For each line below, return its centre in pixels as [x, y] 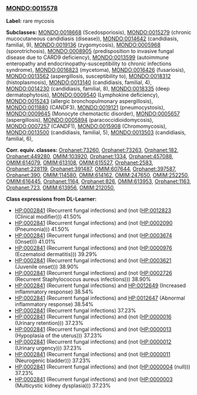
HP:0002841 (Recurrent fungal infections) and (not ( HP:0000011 [93, 354]
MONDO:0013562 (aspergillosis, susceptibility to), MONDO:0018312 [88, 76]
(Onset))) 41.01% [35, 242]
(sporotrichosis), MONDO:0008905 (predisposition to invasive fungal [90, 51]
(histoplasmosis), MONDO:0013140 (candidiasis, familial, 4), [79, 82]
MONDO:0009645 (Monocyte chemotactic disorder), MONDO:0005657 [93, 114]
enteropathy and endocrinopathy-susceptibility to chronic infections [89, 64]
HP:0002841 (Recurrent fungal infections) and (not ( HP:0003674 [93, 235]
